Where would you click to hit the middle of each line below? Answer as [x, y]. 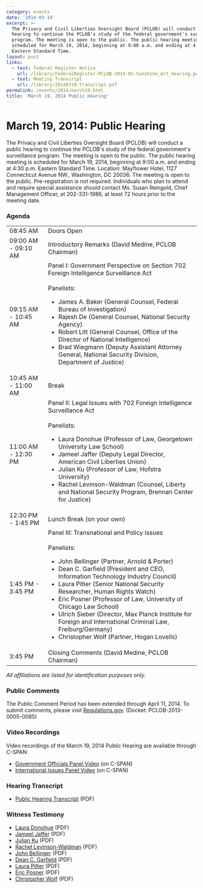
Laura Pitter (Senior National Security [111, 584]
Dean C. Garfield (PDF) [43, 860]
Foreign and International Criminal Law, [114, 621]
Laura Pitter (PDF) [37, 866]
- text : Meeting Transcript [47, 79]
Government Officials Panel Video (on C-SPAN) [74, 764]
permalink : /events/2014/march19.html [55, 91]
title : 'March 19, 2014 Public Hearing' [58, 96]
